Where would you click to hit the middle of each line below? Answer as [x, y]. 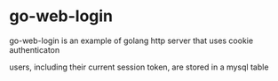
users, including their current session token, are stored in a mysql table [139, 67]
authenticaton [35, 49]
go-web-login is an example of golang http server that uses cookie [131, 40]
